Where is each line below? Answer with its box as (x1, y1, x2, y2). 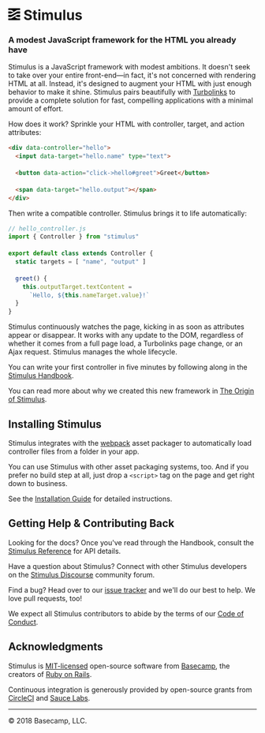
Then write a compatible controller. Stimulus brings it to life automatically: (8, 208, 247, 218)
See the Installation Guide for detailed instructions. (8, 494, 173, 503)
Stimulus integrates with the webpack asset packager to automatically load (8, 439, 252, 448)
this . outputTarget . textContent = (22, 282, 132, 290)
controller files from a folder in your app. (8, 447, 140, 456)
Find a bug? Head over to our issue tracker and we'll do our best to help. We (8, 585, 256, 594)
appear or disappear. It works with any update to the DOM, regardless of (8, 331, 244, 340)
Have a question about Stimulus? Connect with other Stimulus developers (8, 561, 247, 570)
